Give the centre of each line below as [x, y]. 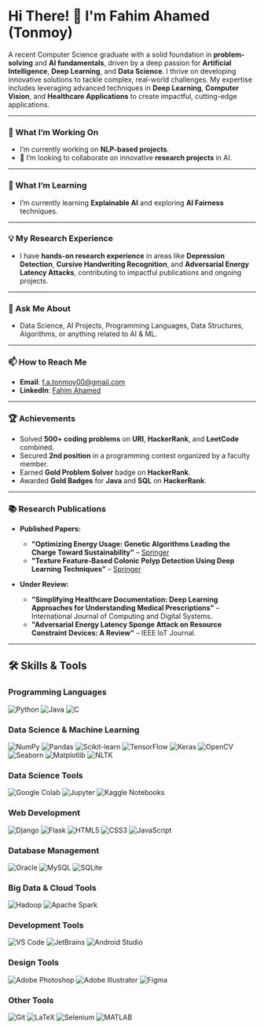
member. [34, 463]
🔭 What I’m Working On [53, 132]
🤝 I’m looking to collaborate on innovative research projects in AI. [126, 158]
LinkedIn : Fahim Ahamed [60, 390]
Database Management [54, 850]
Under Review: [44, 584]
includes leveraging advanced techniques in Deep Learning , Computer [124, 88]
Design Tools [33, 963]
